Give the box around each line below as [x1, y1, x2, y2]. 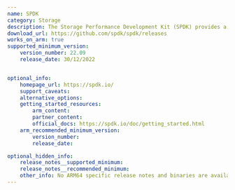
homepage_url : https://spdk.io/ [20, 81, 114, 88]
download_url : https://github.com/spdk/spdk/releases [7, 29, 168, 37]
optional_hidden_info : [7, 152, 73, 160]
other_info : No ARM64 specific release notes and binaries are [20, 172, 208, 179]
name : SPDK [7, 10, 39, 18]
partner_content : [32, 114, 83, 121]
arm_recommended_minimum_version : [20, 127, 120, 134]
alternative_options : [20, 94, 83, 102]
